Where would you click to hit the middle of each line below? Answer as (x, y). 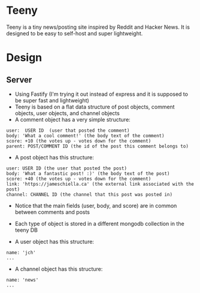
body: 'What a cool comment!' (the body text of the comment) (85, 135)
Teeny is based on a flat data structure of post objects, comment (95, 107)
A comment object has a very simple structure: (72, 119)
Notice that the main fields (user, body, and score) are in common (96, 206)
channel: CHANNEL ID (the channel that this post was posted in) (89, 194)
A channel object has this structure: (59, 269)
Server (19, 79)
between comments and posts (52, 212)
